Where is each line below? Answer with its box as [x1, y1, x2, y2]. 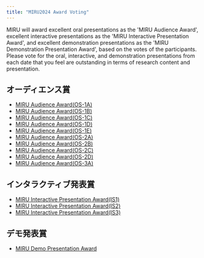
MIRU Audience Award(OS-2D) [15, 153, 94, 160]
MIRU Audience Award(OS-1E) [15, 127, 92, 135]
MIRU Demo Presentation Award [15, 245, 97, 252]
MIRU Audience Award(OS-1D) [15, 120, 93, 128]
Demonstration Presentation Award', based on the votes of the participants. [6, 45, 197, 53]
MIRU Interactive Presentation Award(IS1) [15, 196, 120, 203]
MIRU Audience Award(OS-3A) [15, 160, 94, 167]
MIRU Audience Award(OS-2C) [15, 147, 94, 154]
